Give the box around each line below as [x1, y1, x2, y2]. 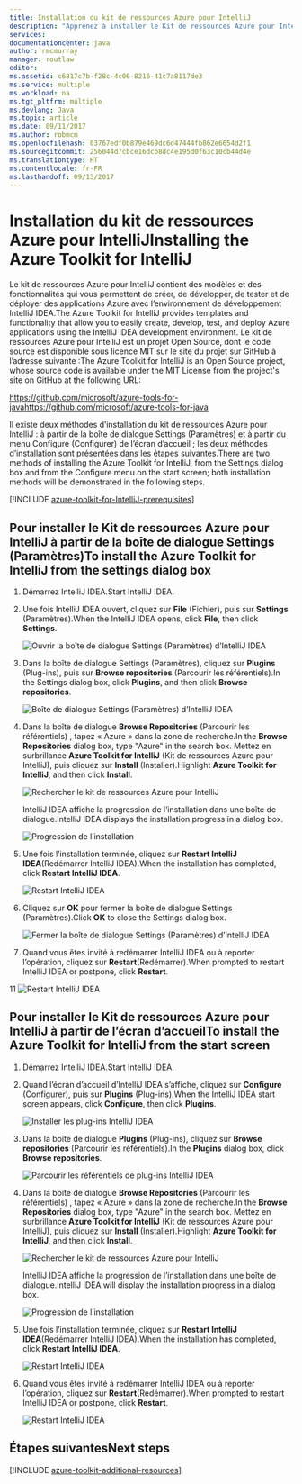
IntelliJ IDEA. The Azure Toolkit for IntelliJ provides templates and [9, 308, 249, 319]
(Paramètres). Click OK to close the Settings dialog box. [22, 912, 226, 923]
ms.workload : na [9, 88, 70, 97]
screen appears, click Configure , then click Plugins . [22, 1098, 217, 1108]
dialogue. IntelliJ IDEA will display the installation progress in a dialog [22, 1280, 276, 1290]
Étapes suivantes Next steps [9, 1441, 171, 1456]
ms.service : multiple [9, 80, 91, 89]
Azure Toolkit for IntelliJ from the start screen [9, 1037, 271, 1054]
